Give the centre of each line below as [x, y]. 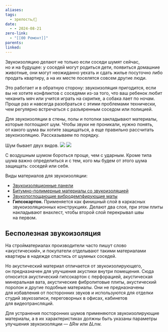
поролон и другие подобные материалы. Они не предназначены [75, 288]
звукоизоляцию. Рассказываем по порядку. [52, 135]
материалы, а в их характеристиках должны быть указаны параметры [81, 319]
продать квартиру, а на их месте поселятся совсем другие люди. [76, 78]
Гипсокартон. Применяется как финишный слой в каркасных [79, 201]
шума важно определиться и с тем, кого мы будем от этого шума [76, 160]
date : [11, 24]
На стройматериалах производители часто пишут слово [66, 246]
